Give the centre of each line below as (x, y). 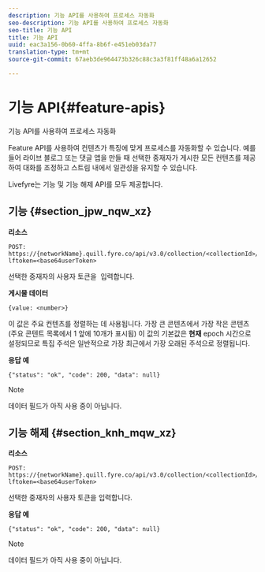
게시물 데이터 (28, 293)
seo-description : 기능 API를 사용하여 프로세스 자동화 (88, 23)
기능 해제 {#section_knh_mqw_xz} (92, 433)
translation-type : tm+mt (49, 52)
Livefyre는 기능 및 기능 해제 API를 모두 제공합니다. (86, 184)
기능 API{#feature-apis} (87, 108)
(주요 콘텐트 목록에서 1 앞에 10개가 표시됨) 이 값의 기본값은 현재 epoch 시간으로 (130, 333)
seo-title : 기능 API (40, 30)
